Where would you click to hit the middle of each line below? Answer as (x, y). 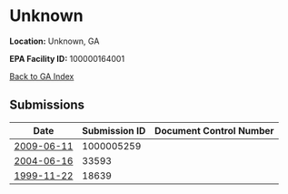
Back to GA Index (42, 76)
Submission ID (114, 130)
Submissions (47, 105)
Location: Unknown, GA (55, 41)
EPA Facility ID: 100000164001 (67, 58)
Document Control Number (214, 130)
